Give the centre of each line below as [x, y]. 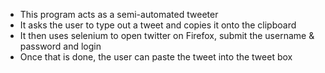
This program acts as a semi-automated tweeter [119, 14]
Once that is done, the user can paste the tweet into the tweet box [156, 57]
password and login [60, 46]
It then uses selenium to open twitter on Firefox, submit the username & [167, 35]
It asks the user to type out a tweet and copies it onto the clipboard [158, 25]
